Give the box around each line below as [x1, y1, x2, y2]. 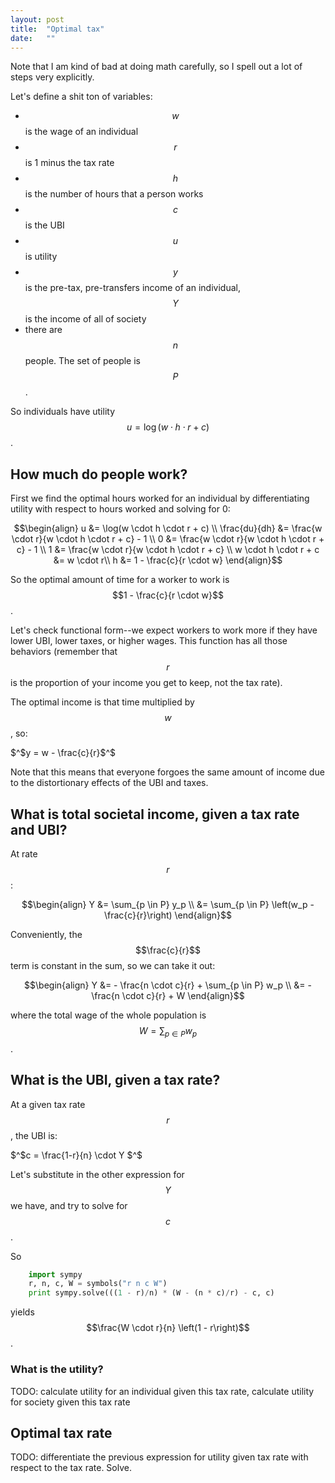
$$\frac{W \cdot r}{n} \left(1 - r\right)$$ [86, 1322, 250, 1334]
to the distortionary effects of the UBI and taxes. [10, 777, 209, 789]
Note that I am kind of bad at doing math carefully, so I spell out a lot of [10, 61, 303, 73]
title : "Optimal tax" [10, 24, 105, 34]
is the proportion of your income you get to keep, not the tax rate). [10, 677, 283, 689]
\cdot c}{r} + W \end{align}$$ [121, 990, 245, 1001]
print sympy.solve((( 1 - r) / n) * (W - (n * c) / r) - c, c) [28, 1288, 275, 1298]
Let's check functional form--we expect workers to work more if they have [10, 624, 318, 636]
